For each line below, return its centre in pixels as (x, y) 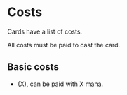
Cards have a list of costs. (45, 31)
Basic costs (33, 67)
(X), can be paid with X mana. (60, 84)
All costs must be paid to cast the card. (64, 45)
